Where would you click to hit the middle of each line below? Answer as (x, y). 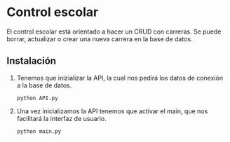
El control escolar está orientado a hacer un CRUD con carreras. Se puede (114, 31)
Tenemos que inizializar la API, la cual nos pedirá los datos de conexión (120, 78)
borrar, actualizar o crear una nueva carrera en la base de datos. (100, 38)
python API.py (37, 98)
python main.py (39, 131)
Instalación (32, 61)
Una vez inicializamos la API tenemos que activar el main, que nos (112, 111)
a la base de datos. (44, 85)
